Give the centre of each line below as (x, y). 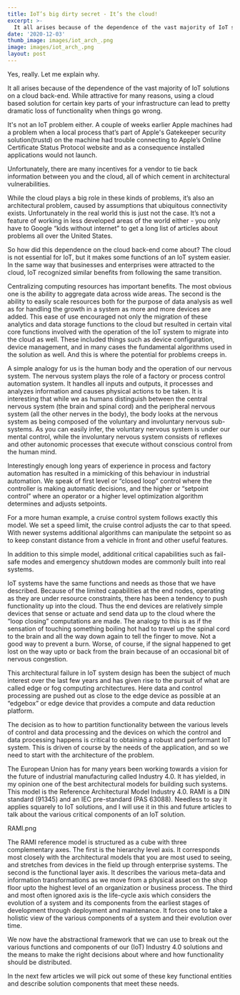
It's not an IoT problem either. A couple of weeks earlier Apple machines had (120, 124)
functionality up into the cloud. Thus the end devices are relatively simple (115, 606)
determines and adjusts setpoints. (57, 504)
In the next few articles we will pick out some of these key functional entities (120, 976)
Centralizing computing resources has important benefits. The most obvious (120, 286)
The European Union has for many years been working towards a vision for (118, 769)
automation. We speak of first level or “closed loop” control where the (110, 481)
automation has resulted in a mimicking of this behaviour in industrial (109, 473)
